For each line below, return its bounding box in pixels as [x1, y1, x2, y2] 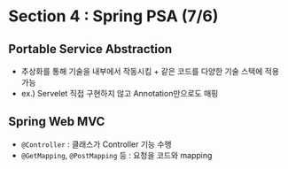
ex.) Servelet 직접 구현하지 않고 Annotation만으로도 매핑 [20, 88, 219, 98]
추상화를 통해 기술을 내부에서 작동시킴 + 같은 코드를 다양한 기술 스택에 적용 [20, 66, 280, 76]
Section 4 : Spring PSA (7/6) [8, 6, 219, 27]
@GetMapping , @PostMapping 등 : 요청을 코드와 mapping [20, 150, 213, 160]
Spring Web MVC [8, 114, 105, 129]
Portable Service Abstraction [8, 42, 173, 57]
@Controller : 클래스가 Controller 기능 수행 [20, 139, 172, 150]
